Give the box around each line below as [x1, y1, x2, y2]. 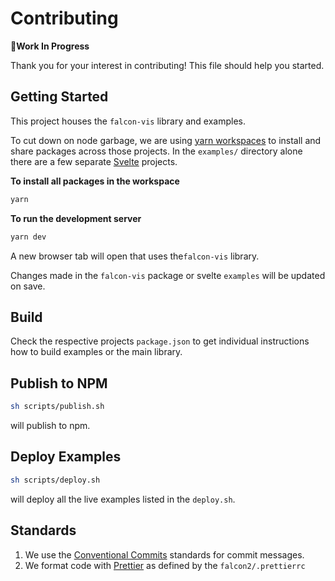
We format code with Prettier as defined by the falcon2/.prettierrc [24, 559, 306, 571]
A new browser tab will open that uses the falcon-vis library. [10, 250, 260, 262]
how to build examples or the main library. [10, 346, 183, 358]
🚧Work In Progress [10, 40, 90, 52]
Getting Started [10, 88, 109, 106]
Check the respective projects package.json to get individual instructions [10, 335, 310, 347]
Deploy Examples [10, 448, 122, 466]
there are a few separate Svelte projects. [10, 155, 178, 167]
